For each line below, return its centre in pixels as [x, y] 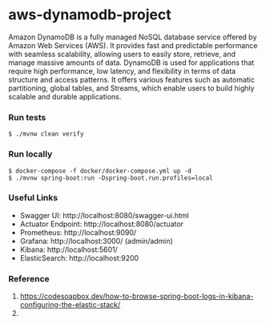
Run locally [30, 154]
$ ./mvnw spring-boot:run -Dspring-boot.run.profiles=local [111, 178]
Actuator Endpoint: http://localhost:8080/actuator [102, 224]
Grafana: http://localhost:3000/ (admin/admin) [97, 241]
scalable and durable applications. [65, 96]
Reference [29, 278]
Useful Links [33, 198]
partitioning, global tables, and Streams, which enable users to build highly [131, 88]
